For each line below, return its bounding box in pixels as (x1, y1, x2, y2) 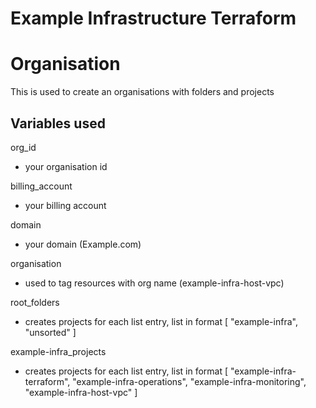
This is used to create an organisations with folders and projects (10, 86, 275, 98)
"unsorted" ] (24, 326, 77, 338)
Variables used (10, 115, 106, 132)
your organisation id (24, 160, 108, 172)
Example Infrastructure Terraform (10, 7, 297, 30)
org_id (10, 141, 37, 153)
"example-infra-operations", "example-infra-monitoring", (72, 375, 307, 387)
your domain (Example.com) (24, 238, 142, 250)
